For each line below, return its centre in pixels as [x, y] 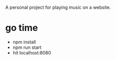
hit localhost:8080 [32, 52]
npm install [24, 42]
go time [22, 28]
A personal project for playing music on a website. [58, 7]
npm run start [27, 47]
